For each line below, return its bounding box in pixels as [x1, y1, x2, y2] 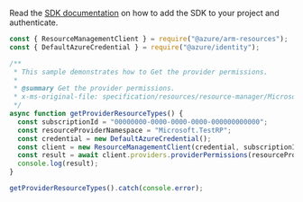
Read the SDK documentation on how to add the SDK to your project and [9, 8, 280, 18]
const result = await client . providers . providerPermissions [17, 151, 248, 160]
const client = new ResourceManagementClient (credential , [17, 143, 241, 152]
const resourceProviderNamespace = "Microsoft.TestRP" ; [17, 126, 232, 135]
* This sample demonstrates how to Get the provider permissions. [13, 67, 269, 76]
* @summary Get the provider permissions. [13, 84, 176, 93]
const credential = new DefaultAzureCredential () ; [17, 134, 212, 143]
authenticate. [9, 17, 59, 28]
